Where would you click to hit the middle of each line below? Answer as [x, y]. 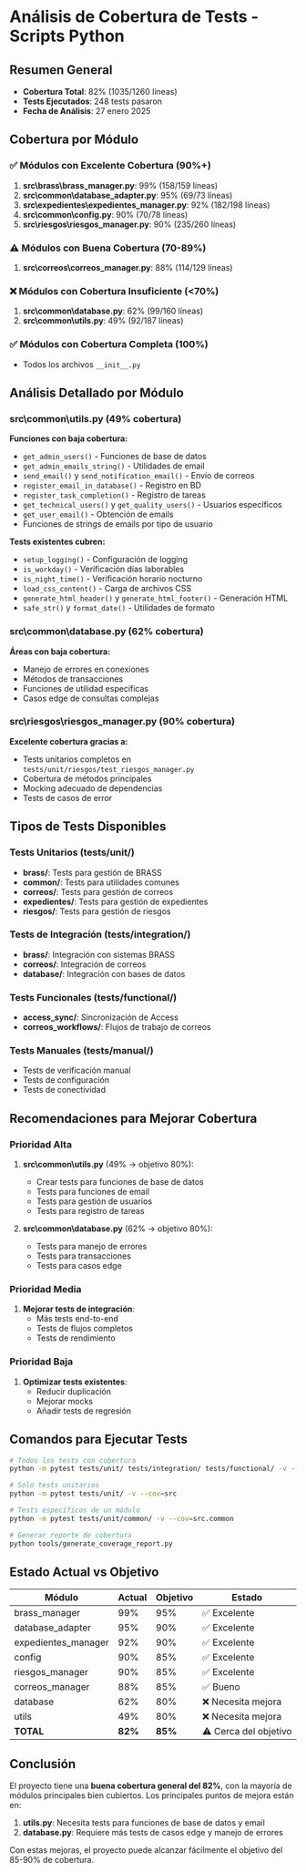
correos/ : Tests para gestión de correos [98, 891]
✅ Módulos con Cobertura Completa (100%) [109, 345]
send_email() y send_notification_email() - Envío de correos [138, 476]
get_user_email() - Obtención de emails [98, 514]
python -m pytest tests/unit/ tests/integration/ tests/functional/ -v [148, 1469]
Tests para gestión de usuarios [94, 1201]
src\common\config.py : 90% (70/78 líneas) [105, 214]
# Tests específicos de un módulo [75, 1510]
